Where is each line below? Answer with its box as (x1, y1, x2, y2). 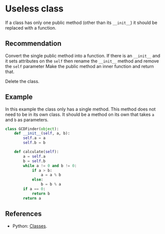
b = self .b (23, 158, 46, 163)
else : (31, 177, 43, 182)
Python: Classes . (12, 223, 47, 229)
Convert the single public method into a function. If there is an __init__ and (5, 52, 161, 58)
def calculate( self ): (14, 149, 59, 154)
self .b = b (23, 140, 46, 145)
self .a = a (23, 135, 46, 140)
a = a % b (40, 172, 61, 177)
